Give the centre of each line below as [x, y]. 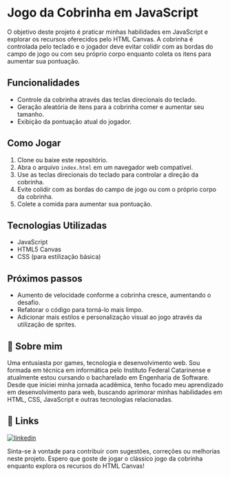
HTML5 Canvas [39, 249]
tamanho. [31, 114]
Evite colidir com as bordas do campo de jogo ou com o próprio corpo [117, 189]
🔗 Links [23, 421]
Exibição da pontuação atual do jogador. [74, 121]
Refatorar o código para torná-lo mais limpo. [80, 310]
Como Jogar [34, 143]
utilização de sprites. [47, 324]
